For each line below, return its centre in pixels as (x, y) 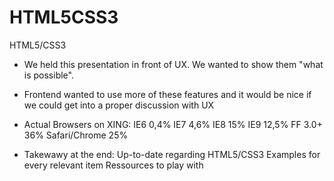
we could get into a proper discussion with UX (119, 105)
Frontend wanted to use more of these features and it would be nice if (167, 94)
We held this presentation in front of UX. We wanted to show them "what (173, 64)
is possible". (48, 75)
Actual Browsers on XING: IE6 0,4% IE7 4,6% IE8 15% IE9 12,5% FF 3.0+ (173, 124)
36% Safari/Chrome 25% (76, 135)
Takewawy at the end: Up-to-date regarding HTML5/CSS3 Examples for (172, 154)
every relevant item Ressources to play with (113, 165)
